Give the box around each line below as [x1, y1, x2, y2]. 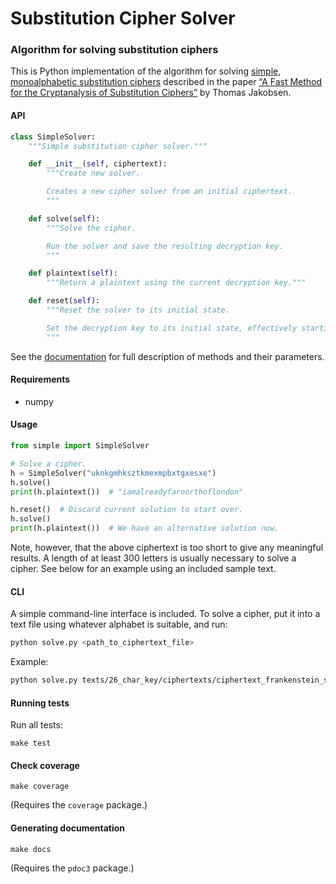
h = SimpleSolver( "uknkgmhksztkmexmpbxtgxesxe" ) [10, 468, 217, 478]
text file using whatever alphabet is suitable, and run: [10, 618, 228, 631]
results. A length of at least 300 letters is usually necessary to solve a [10, 552, 297, 564]
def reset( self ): [28, 296, 101, 306]
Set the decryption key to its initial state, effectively [46, 323, 298, 333]
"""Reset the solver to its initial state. [46, 305, 230, 316]
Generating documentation [10, 822, 126, 834]
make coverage [10, 782, 70, 792]
